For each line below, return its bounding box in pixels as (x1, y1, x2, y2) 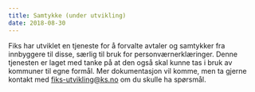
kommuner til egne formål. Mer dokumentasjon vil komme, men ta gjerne (8, 66, 247, 75)
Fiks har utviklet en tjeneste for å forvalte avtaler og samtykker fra (8, 40, 226, 50)
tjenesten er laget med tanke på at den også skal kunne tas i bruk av (8, 57, 233, 67)
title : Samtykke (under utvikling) (8, 11, 127, 20)
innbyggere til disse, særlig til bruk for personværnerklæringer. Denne (8, 49, 237, 59)
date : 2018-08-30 (8, 19, 66, 27)
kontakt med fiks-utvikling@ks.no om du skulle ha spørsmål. (8, 75, 206, 84)
